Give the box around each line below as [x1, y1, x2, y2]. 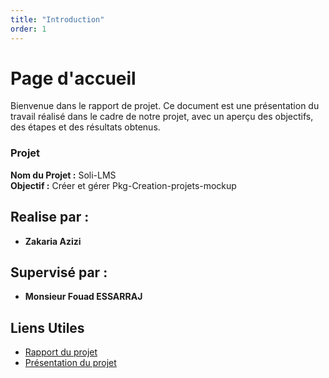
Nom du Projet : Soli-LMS [10, 169, 117, 181]
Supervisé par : [10, 264, 108, 281]
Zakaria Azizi [24, 235, 82, 247]
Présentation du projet [24, 357, 117, 369]
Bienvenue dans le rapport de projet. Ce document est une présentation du [10, 100, 320, 112]
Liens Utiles [10, 319, 85, 336]
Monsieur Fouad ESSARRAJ [24, 291, 143, 303]
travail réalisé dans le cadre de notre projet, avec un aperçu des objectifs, [10, 111, 314, 123]
